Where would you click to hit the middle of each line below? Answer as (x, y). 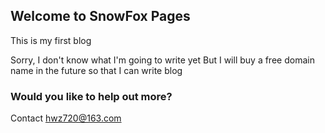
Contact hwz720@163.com (66, 118)
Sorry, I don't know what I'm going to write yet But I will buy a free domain (162, 60)
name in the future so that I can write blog (96, 70)
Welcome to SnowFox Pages (100, 16)
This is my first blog (51, 40)
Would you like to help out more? (91, 96)
